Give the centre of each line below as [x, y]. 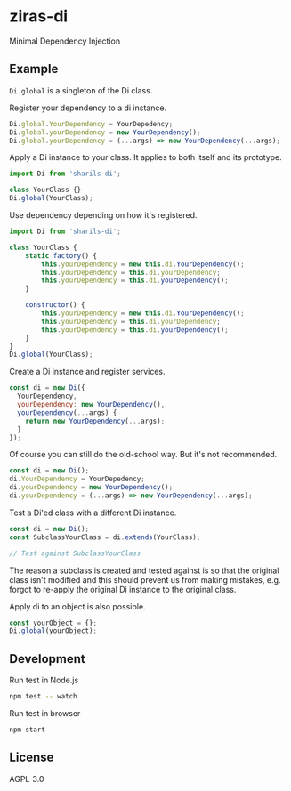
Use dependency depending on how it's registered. [103, 215]
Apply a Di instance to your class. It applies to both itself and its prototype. [145, 157]
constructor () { [56, 305]
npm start [28, 730]
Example [34, 69]
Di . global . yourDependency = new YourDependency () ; [105, 132]
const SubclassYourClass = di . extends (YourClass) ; [105, 537]
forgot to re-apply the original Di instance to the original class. [123, 589]
